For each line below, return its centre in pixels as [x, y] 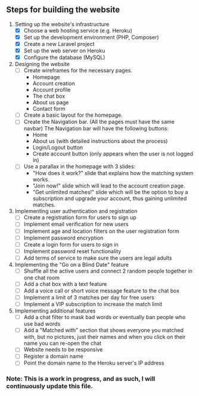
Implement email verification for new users [76, 224]
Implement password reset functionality [72, 251]
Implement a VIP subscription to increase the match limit [93, 304]
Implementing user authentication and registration [76, 211]
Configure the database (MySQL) [64, 57]
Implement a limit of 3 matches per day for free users [89, 297]
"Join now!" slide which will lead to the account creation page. [109, 186]
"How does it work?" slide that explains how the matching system [113, 173]
